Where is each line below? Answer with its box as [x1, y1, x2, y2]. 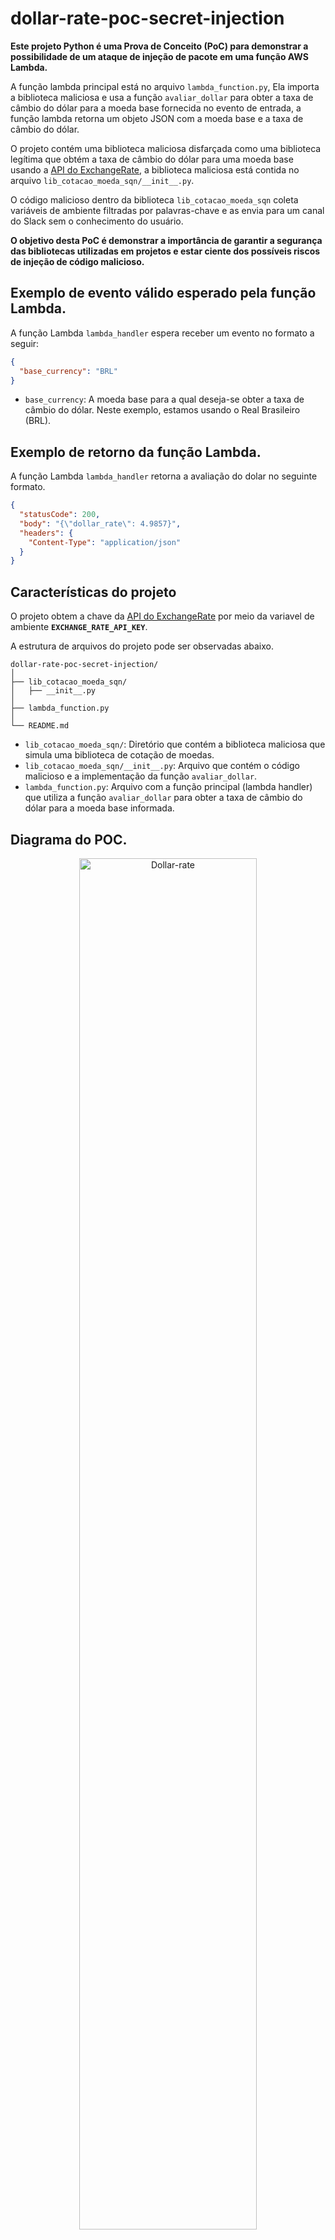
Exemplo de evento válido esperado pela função [10, 285, 317, 302]
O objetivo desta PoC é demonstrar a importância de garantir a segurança [10, 234, 323, 246]
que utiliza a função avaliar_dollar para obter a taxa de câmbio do [24, 792, 303, 804]
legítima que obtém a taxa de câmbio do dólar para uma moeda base [10, 153, 294, 165]
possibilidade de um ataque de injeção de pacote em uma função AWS [10, 50, 309, 62]
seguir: [10, 337, 40, 349]
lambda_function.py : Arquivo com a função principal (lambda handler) [24, 781, 313, 793]
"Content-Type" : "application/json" [28, 537, 182, 547]
